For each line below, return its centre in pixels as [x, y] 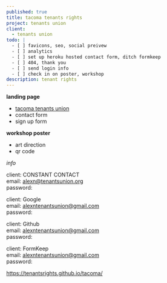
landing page [23, 97]
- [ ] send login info [40, 68]
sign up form [31, 121]
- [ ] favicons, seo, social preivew [59, 46]
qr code [25, 151]
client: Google [24, 199]
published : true [27, 12]
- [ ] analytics [32, 52]
